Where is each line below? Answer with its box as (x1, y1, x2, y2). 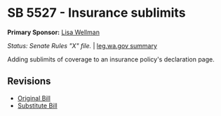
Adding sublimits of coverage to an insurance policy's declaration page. (7, 55, 215, 64)
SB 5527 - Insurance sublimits (7, 5, 186, 21)
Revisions (7, 75, 51, 87)
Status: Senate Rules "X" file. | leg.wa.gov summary (7, 41, 158, 50)
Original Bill (17, 94, 51, 102)
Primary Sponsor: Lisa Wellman (7, 28, 100, 36)
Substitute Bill (17, 101, 58, 110)
